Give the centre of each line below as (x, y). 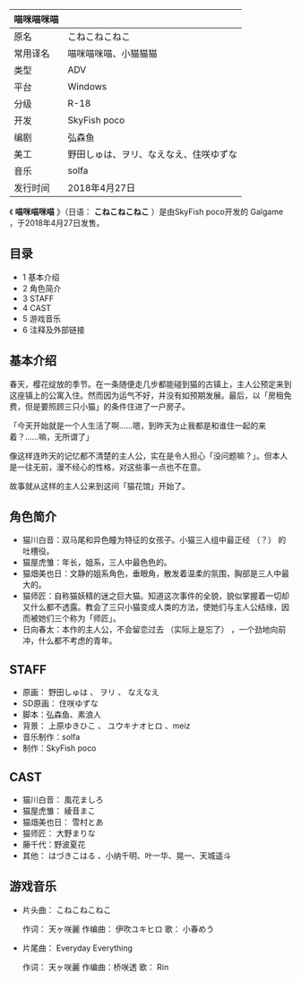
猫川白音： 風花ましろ (63, 800)
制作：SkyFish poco (59, 748)
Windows (87, 86)
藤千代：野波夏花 (54, 845)
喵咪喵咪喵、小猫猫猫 (113, 53)
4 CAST (37, 307)
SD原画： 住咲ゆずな (60, 703)
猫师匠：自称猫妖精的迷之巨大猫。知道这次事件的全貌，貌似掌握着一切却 (155, 596)
